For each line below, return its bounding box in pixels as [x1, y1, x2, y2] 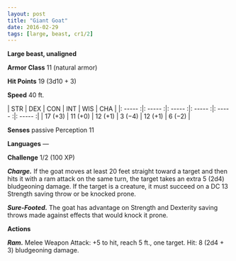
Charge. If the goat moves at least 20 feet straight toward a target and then [7, 167, 228, 176]
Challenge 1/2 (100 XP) [7, 153, 76, 162]
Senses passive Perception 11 [7, 126, 94, 135]
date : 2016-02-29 [7, 23, 59, 30]
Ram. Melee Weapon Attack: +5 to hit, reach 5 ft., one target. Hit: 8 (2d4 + [7, 238, 225, 247]
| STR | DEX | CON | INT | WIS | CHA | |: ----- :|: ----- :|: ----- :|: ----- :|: [7, 104, 216, 113]
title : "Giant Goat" [7, 17, 69, 24]
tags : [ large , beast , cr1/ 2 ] [7, 30, 94, 38]
